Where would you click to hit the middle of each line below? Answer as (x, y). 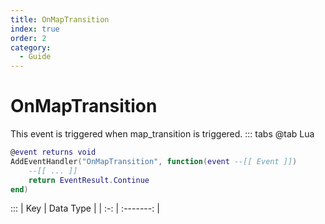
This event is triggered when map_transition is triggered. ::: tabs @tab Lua (162, 134)
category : (31, 47)
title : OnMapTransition (60, 19)
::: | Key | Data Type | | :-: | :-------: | (85, 208)
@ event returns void (53, 152)
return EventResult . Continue (89, 180)
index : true (35, 29)
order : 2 (28, 38)
